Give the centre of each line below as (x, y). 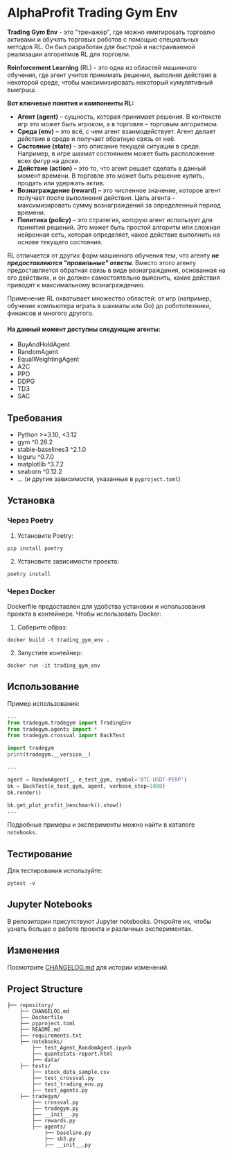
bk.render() (24, 793)
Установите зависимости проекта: (68, 561)
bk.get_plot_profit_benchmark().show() (65, 805)
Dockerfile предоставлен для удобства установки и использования (106, 606)
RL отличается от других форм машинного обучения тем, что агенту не (113, 255)
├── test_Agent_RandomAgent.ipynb (82, 1047)
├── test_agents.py (60, 1090)
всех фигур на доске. (49, 160)
